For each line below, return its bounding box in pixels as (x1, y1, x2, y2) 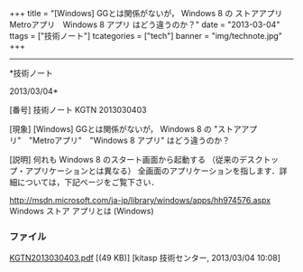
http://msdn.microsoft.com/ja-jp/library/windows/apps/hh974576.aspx (9, 195, 271, 205)
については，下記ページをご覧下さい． (16, 177, 160, 187)
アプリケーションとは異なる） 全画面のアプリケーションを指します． (24, 165, 280, 176)
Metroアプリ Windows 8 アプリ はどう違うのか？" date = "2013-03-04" (9, 19, 280, 30)
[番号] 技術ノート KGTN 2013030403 (9, 105, 147, 115)
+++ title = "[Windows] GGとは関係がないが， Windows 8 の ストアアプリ (9, 8, 283, 18)
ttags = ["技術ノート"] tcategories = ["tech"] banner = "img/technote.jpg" (9, 31, 282, 41)
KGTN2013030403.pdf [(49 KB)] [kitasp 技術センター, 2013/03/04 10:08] (9, 252, 281, 264)
